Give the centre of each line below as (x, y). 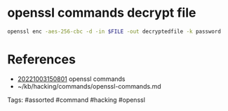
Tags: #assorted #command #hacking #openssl (76, 100)
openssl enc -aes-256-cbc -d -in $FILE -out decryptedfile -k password (114, 31)
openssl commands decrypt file (102, 13)
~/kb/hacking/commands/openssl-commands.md (89, 86)
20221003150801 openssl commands (71, 79)
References (41, 59)
